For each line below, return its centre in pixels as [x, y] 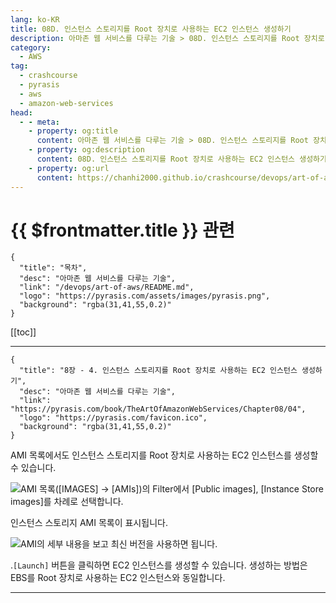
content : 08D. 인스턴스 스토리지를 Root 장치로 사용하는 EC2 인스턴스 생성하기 [181, 159]
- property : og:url [69, 168]
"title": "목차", [53, 268]
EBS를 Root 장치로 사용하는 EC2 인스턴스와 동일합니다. [118, 578]
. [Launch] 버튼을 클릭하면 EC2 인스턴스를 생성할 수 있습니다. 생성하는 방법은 [159, 565]
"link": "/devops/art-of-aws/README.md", [107, 287]
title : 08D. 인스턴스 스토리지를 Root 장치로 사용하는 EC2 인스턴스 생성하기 [151, 29]
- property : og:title [73, 131]
